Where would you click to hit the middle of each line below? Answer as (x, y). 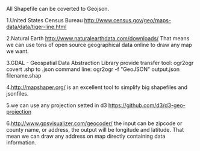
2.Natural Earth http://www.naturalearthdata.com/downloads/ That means (98, 38)
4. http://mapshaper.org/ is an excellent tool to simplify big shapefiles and (97, 87)
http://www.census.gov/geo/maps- (128, 20)
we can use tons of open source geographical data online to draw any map (99, 45)
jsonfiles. (17, 94)
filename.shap (24, 75)
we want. (17, 51)
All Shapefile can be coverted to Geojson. (58, 9)
